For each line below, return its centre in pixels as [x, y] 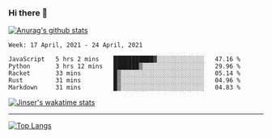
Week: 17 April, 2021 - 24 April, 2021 [76, 45]
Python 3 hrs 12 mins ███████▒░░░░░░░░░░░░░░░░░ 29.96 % [125, 67]
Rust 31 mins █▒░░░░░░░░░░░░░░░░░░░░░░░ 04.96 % [125, 81]
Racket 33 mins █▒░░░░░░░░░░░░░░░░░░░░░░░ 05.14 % [125, 73]
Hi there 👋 [28, 13]
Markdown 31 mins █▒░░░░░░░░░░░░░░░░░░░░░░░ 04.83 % [125, 88]
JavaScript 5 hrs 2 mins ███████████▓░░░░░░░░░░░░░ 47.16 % [125, 60]
